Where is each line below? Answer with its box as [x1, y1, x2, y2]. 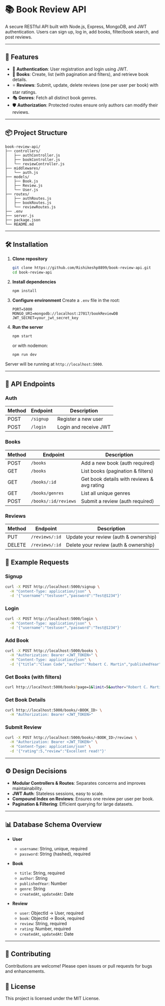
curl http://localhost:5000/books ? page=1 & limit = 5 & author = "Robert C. [5, 685, 148, 690]
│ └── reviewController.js [5, 161, 65, 167]
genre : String [19, 885, 46, 892]
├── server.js [5, 213, 34, 218]
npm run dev [12, 352, 37, 357]
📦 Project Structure [5, 129, 68, 137]
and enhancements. [5, 968, 46, 974]
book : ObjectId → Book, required [19, 915, 84, 921]
